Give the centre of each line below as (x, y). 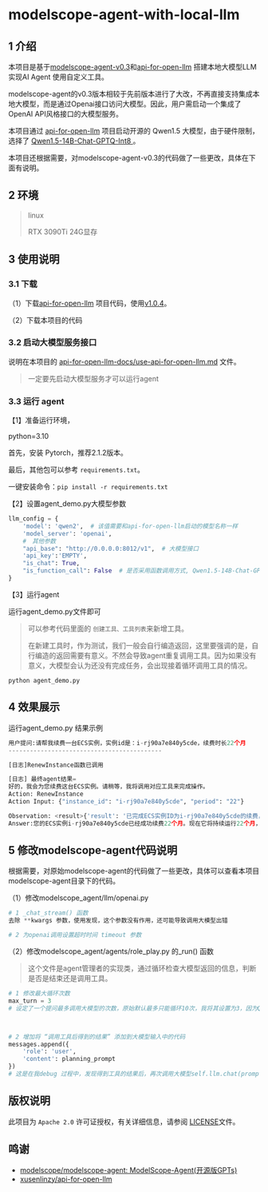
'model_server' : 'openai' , (67, 533)
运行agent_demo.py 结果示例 (56, 728)
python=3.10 (29, 437)
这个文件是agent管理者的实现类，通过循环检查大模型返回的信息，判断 (142, 968)
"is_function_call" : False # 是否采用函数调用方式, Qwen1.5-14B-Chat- (138, 571)
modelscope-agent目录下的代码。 (64, 881)
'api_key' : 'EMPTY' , (55, 556)
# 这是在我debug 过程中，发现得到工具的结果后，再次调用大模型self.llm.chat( (125, 1074)
